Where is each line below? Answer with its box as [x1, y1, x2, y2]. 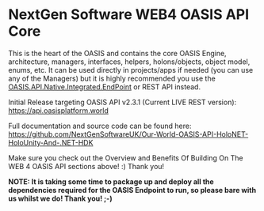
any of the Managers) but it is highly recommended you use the [8, 73, 216, 83]
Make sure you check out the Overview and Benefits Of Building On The [8, 153, 243, 163]
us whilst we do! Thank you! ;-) [8, 194, 113, 203]
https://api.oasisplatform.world [8, 105, 109, 115]
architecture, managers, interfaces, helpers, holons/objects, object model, [8, 57, 251, 66]
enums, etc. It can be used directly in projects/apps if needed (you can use [8, 65, 254, 74]
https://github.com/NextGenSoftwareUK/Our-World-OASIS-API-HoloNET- [8, 129, 249, 139]
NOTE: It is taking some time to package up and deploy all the [8, 176, 214, 187]
